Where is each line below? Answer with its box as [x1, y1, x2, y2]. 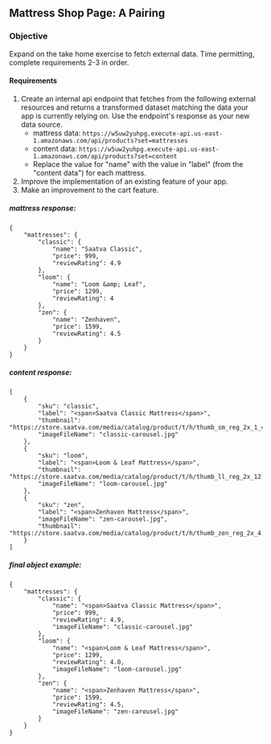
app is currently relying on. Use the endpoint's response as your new [20, 110, 250, 120]
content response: [9, 368, 72, 377]
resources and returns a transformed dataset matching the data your [20, 102, 248, 112]
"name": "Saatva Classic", [51, 245, 143, 253]
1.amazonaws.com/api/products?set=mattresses [32, 136, 188, 144]
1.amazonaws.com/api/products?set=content [32, 152, 178, 160]
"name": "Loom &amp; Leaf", [51, 280, 147, 289]
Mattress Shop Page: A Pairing [9, 6, 166, 20]
